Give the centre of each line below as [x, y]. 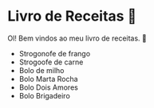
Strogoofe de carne [51, 62]
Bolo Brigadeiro [45, 95]
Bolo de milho [41, 70]
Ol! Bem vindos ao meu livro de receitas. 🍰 [77, 38]
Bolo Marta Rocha [48, 79]
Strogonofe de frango [55, 53]
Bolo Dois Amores [49, 87]
